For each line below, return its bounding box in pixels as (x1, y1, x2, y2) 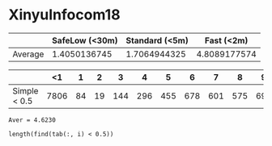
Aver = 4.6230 (8, 115, 57, 124)
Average (12, 48, 45, 60)
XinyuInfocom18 (8, 6, 121, 24)
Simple (12, 85, 39, 96)
